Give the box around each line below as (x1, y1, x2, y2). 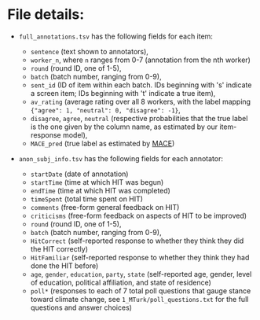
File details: (7, 6, 85, 24)
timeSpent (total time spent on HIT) (30, 194, 143, 204)
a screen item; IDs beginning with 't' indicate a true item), (30, 88, 216, 97)
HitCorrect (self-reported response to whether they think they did (30, 236, 244, 245)
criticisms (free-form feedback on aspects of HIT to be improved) (30, 211, 247, 220)
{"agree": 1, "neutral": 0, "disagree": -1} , (30, 105, 181, 115)
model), (62, 130, 88, 139)
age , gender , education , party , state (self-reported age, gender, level (30, 269, 252, 278)
